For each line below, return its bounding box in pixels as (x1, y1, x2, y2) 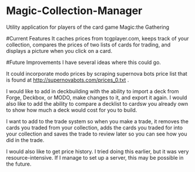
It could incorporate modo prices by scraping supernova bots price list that (6, 70, 188, 77)
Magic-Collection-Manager (6, 4, 143, 18)
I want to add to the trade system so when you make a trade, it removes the (6, 117, 189, 124)
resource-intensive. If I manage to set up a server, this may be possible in (6, 154, 184, 161)
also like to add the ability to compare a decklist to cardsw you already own (6, 100, 189, 107)
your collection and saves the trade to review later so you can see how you (6, 130, 187, 137)
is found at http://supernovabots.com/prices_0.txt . (6, 76, 129, 83)
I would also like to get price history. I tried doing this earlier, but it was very (6, 148, 189, 155)
